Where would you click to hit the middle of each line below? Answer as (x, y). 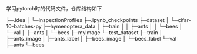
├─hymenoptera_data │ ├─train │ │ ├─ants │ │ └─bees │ (113, 26)
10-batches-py (24, 26)
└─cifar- (181, 20)
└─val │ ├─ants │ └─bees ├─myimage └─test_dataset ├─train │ (84, 33)
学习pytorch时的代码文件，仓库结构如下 (54, 8)
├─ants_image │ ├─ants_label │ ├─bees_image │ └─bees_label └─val (91, 39)
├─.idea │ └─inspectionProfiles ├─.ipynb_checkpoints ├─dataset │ (88, 20)
